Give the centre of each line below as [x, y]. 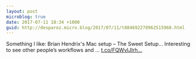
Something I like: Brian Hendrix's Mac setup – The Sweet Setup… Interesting [98, 44]
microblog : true [26, 17]
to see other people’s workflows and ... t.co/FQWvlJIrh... [74, 50]
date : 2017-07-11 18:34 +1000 [43, 22]
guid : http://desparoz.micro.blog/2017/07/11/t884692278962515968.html [95, 27]
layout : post [22, 11]
